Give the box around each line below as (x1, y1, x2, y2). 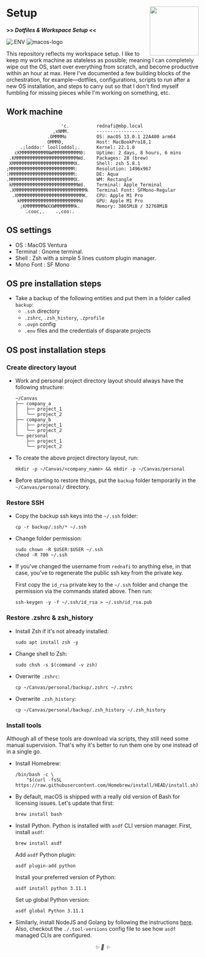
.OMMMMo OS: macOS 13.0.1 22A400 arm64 (47, 133, 176, 140)
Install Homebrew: (15, 760, 61, 767)
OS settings (6, 225, 52, 235)
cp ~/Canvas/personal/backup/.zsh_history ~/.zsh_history (15, 706, 166, 713)
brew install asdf (15, 840, 62, 846)
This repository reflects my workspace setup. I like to (6, 50, 140, 57)
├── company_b (15, 417, 51, 423)
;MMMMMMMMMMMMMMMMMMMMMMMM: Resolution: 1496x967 (6, 166, 151, 172)
